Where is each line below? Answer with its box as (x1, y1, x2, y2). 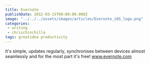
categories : (5, 21, 30, 26)
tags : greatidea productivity (5, 35, 68, 40)
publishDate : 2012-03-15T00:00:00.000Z (5, 12, 88, 17)
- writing (7, 26, 28, 31)
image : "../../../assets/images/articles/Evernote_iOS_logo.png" (5, 16, 143, 21)
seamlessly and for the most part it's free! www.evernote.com (5, 53, 132, 59)
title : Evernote (5, 7, 39, 12)
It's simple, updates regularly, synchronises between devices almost (5, 48, 146, 54)
